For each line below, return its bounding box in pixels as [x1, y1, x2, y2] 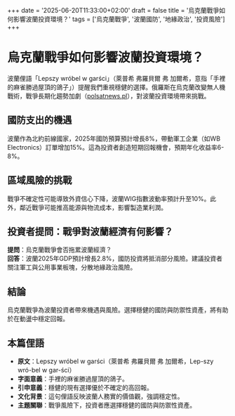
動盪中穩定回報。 [19, 315, 69, 323]
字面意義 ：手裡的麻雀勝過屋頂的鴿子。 [17, 375, 128, 383]
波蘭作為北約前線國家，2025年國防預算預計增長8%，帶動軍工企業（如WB [7, 134, 221, 143]
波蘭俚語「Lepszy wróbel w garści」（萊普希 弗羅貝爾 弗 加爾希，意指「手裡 [7, 74, 226, 82]
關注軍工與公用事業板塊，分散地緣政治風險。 [7, 263, 137, 272]
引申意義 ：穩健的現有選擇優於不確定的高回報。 [17, 384, 153, 391]
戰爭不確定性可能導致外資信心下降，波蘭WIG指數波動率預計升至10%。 [7, 194, 210, 202]
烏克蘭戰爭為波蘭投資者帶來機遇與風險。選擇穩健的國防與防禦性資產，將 [7, 306, 216, 314]
